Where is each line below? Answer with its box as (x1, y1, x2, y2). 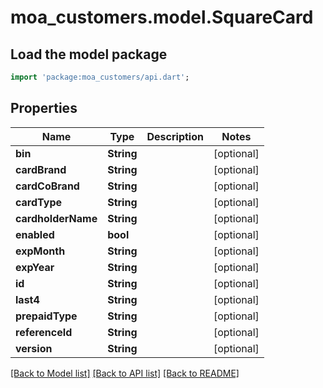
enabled (15, 227, 55, 241)
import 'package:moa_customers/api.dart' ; (10, 72, 190, 82)
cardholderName (15, 211, 98, 225)
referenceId (15, 325, 73, 339)
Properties (10, 100, 78, 117)
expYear (15, 260, 55, 274)
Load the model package (10, 46, 168, 63)
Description (146, 129, 204, 143)
